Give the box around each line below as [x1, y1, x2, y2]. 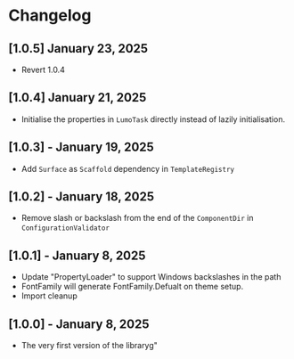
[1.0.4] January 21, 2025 [8, 90, 147, 105]
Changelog [8, 5, 92, 26]
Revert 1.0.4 [20, 64, 66, 75]
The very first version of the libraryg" [20, 340, 158, 351]
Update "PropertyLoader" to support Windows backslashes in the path [20, 272, 282, 282]
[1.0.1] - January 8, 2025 [8, 248, 146, 263]
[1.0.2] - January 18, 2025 [8, 189, 155, 205]
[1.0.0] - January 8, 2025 [8, 316, 150, 331]
